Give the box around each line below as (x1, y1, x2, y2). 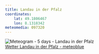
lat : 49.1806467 (14, 16, 47, 21)
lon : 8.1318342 (14, 20, 45, 26)
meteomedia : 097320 (5, 25, 45, 30)
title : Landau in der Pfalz (5, 7, 62, 12)
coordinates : (5, 12, 32, 17)
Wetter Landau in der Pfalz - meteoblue (5, 44, 84, 50)
